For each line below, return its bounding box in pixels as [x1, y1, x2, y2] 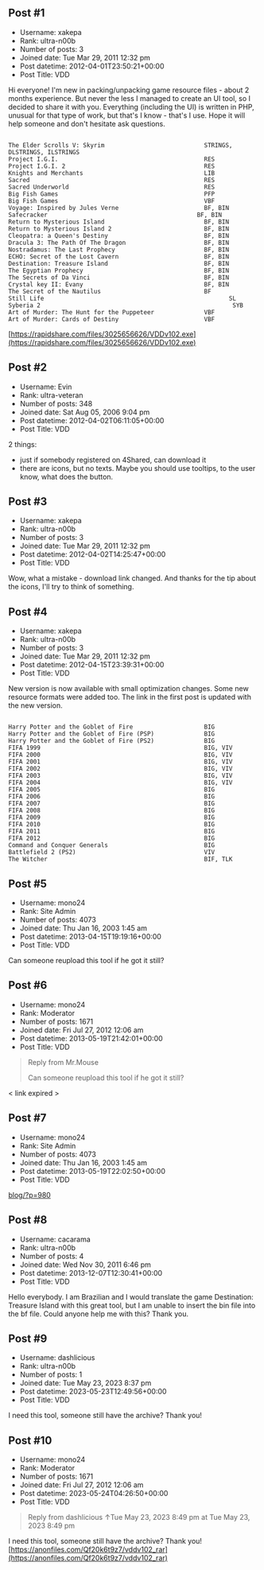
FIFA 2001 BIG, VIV [8, 758, 233, 766]
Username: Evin [19, 382, 72, 391]
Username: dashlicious [19, 1353, 95, 1362]
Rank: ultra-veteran [19, 390, 83, 400]
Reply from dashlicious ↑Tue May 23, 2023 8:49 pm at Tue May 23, [27, 1513, 250, 1522]
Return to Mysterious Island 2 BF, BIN [8, 224, 229, 233]
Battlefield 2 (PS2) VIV [8, 849, 215, 857]
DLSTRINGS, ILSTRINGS [8, 148, 80, 156]
